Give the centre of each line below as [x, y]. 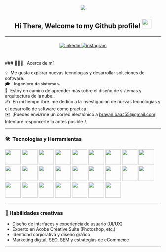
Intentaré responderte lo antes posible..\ [46, 122]
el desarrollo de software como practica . [47, 109]
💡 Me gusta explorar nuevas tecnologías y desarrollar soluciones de [75, 73]
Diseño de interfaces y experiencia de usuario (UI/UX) [67, 224]
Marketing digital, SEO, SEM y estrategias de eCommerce [71, 240]
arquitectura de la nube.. [30, 96]
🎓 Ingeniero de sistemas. [33, 84]
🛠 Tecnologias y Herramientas [43, 139]
